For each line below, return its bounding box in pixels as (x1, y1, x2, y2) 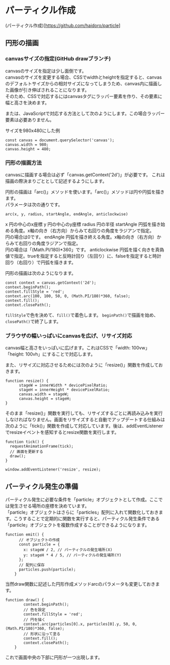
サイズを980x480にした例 (5, 128, 60, 134)
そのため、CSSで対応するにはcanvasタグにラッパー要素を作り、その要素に (5, 93, 162, 99)
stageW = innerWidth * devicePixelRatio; (18, 383, 108, 388)
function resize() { (5, 378, 49, 384)
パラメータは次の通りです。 (5, 201, 63, 207)
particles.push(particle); (18, 567, 76, 572)
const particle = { (18, 542, 60, 547)
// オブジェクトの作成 (18, 537, 60, 543)
